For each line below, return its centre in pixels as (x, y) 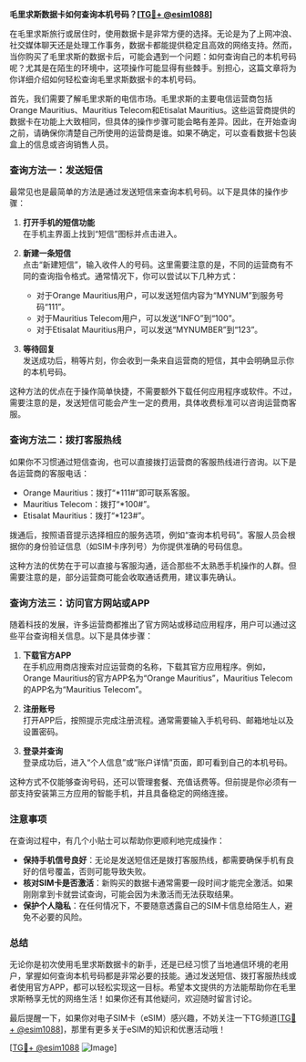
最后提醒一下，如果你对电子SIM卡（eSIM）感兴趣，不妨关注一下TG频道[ (145, 1018)
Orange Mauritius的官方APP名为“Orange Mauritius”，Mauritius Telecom (158, 678)
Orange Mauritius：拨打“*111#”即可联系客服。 (109, 493)
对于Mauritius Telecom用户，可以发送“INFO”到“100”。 (138, 318)
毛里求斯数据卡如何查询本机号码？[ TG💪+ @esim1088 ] (111, 14)
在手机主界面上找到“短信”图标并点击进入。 (102, 234)
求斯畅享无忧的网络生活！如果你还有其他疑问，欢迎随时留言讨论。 (133, 999)
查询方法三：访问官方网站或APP (80, 603)
